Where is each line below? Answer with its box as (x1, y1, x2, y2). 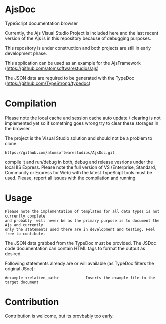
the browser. (5, 125, 31, 131)
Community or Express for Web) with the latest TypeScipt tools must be (5, 169, 152, 175)
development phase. (5, 50, 47, 56)
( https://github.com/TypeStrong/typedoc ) (5, 80, 91, 86)
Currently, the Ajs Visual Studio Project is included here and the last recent (5, 30, 159, 36)
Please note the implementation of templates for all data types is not (5, 209, 160, 214)
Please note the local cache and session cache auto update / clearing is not (5, 115, 161, 121)
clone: (5, 140, 18, 146)
